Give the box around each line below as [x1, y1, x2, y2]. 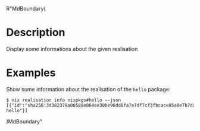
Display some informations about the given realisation [6, 45, 138, 52]
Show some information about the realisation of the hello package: [6, 85, 171, 92]
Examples [6, 66, 56, 79]
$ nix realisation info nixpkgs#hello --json [6, 97, 121, 103]
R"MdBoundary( [6, 5, 46, 12]
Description [6, 26, 65, 39]
